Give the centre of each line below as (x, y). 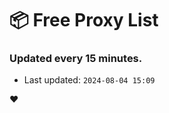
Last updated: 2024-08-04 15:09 (89, 80)
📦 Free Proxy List (84, 20)
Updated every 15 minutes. (76, 59)
